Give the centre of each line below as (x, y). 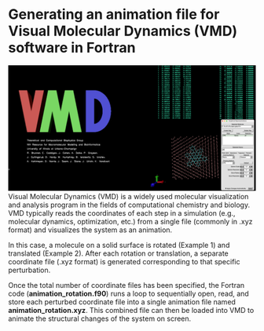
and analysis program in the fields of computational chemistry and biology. (129, 205)
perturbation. (29, 270)
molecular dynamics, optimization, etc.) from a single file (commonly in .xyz (130, 221)
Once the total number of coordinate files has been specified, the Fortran (126, 285)
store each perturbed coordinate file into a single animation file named (122, 302)
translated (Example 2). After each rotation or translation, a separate (119, 253)
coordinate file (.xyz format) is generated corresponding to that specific (124, 261)
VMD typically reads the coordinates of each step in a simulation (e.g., (122, 213)
